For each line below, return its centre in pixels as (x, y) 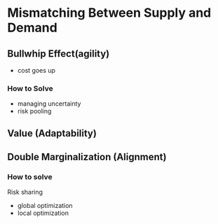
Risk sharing (25, 192)
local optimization (43, 213)
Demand (32, 28)
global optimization (45, 206)
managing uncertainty (49, 104)
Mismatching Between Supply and (109, 13)
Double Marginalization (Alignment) (87, 157)
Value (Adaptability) (52, 133)
